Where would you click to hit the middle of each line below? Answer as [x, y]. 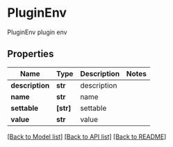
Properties [31, 54]
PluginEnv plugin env [37, 32]
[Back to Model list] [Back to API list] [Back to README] [87, 137]
